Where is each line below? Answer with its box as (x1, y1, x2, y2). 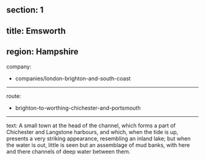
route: (6, 92, 21, 100)
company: (6, 62, 32, 70)
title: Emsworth (6, 26, 66, 36)
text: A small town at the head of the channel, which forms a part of (6, 122, 176, 129)
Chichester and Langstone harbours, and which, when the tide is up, (6, 128, 179, 135)
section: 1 (6, 5, 44, 15)
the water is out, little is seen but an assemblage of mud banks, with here (6, 141, 190, 149)
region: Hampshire (6, 47, 79, 57)
